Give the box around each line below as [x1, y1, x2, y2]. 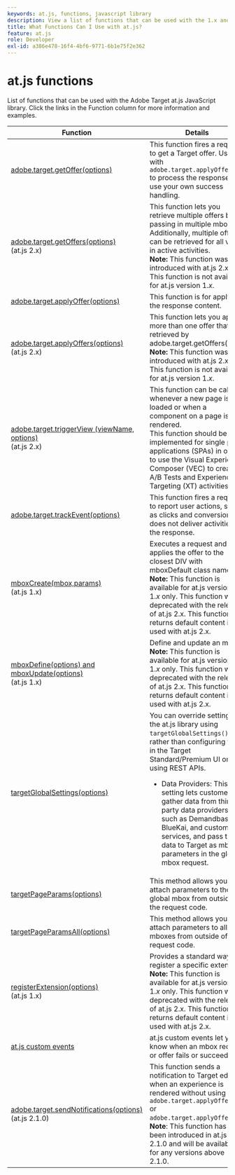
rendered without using [149, 1087, 226, 1097]
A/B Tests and [149, 472, 196, 482]
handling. [149, 190, 180, 200]
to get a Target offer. [149, 148, 217, 158]
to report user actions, [149, 501, 222, 511]
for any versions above [149, 1147, 225, 1157]
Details [185, 128, 209, 137]
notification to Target [149, 1070, 218, 1080]
